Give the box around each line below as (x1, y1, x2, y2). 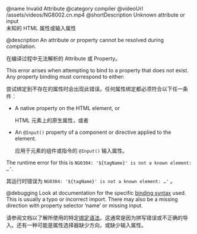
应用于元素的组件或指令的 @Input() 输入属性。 (14, 148, 128, 154)
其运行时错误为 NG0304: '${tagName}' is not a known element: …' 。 (6, 178, 176, 184)
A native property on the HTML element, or (14, 105, 120, 111)
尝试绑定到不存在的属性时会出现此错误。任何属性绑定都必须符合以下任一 (6, 85, 183, 92)
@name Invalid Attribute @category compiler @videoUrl (6, 5, 144, 12)
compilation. (6, 43, 37, 50)
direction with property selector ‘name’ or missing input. (6, 202, 144, 209)
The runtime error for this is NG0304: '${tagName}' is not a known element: (6, 159, 192, 166)
